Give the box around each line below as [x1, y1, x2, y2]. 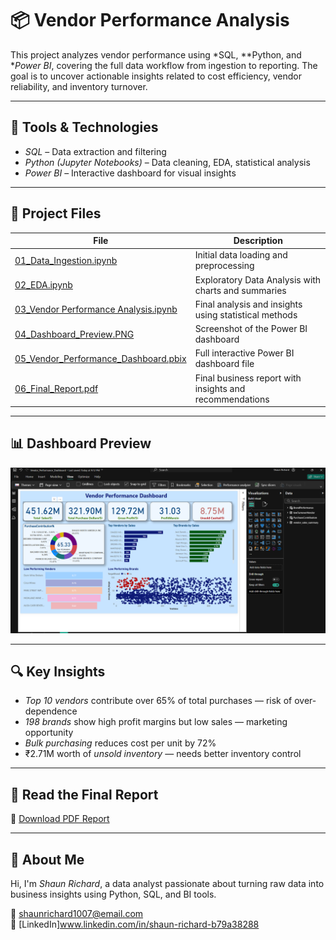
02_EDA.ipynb [14, 279, 73, 291]
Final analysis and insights [194, 298, 303, 310]
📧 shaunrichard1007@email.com [10, 908, 144, 920]
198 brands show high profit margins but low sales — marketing [24, 716, 288, 728]
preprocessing [194, 260, 255, 272]
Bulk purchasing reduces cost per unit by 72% [24, 737, 217, 749]
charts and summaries [194, 284, 287, 296]
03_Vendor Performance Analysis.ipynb [14, 303, 178, 316]
